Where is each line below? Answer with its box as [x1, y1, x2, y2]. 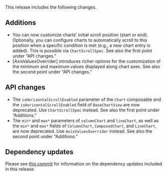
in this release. [5, 166, 35, 172]
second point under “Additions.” [12, 133, 78, 139]
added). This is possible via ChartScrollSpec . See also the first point [12, 47, 153, 54]
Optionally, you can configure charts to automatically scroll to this [12, 37, 148, 43]
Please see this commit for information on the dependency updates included [5, 161, 163, 167]
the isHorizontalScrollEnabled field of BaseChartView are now [12, 101, 140, 107]
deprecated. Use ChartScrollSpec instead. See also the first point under [12, 107, 160, 113]
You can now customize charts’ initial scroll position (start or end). [12, 32, 149, 38]
